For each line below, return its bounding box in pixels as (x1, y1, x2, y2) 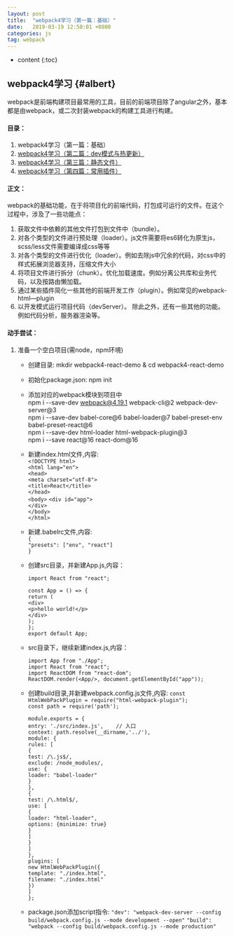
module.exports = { (27, 715, 85, 722)
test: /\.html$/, (27, 796, 79, 803)
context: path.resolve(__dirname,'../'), (27, 729, 151, 736)
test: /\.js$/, (27, 753, 72, 760)
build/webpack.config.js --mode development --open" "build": (27, 917, 212, 924)
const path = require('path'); (27, 703, 120, 710)
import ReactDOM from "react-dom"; (27, 669, 132, 677)
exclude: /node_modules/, (27, 759, 104, 767)
